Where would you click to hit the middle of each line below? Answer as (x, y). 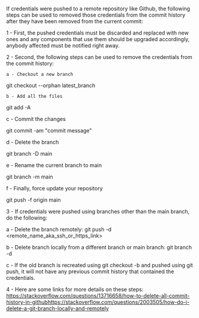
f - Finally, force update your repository (55, 188)
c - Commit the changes (36, 119)
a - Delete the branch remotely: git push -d (59, 229)
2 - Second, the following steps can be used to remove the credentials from (99, 57)
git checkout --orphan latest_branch (51, 85)
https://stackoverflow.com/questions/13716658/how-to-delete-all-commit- (98, 296)
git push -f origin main (33, 200)
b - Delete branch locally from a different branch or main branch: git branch (99, 247)
